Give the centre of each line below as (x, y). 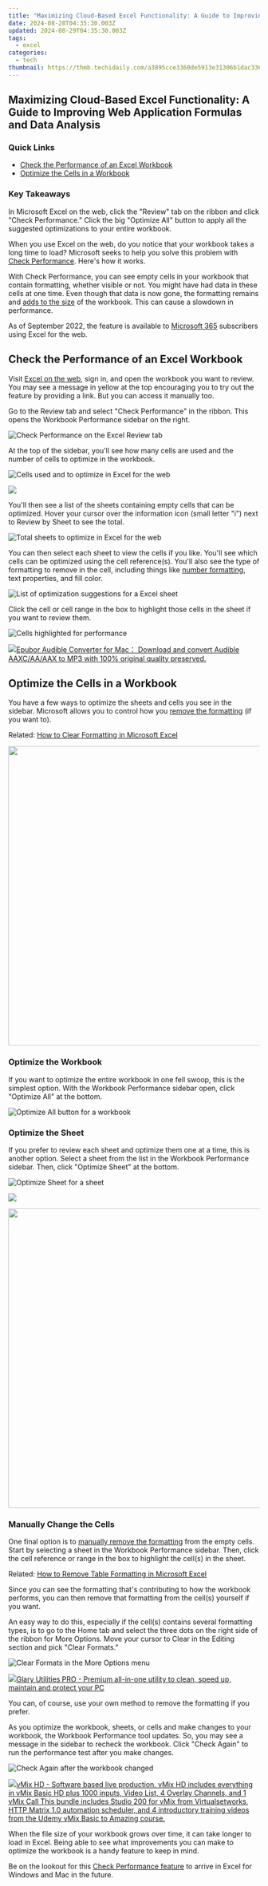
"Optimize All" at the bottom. (55, 1096)
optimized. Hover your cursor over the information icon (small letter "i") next (133, 513)
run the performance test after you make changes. (91, 1753)
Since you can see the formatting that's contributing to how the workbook (130, 1590)
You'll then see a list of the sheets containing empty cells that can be (121, 504)
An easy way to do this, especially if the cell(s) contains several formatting (130, 1622)
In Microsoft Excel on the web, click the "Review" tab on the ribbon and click (134, 212)
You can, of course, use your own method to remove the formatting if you (129, 1703)
